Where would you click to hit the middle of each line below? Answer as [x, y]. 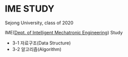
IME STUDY [30, 9]
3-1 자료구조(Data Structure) [41, 43]
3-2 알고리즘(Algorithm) [37, 49]
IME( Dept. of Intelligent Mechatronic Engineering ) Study [64, 32]
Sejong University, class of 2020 [39, 23]
